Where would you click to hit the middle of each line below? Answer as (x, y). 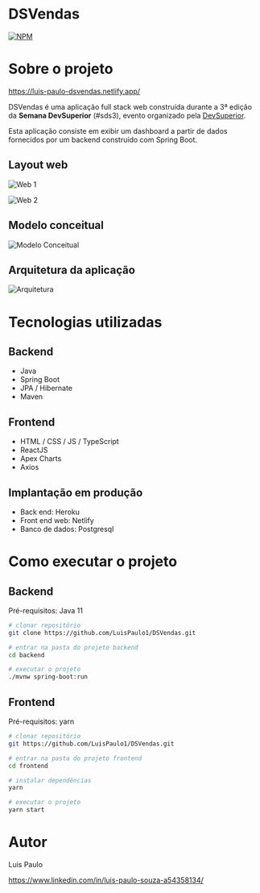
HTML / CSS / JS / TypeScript (69, 442)
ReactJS (34, 450)
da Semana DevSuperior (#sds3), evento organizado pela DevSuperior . (127, 115)
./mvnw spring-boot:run (48, 677)
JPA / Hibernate (46, 388)
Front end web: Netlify (57, 520)
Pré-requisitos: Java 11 (45, 610)
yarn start (27, 810)
